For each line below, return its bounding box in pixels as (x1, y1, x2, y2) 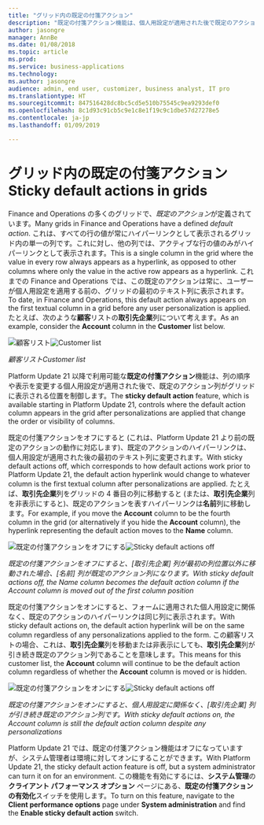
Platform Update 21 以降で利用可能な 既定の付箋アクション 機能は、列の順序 (8, 371, 251, 380)
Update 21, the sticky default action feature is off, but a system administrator (8, 761, 255, 771)
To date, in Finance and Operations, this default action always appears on (8, 294, 247, 304)
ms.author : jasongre (8, 77, 76, 85)
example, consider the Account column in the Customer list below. (8, 321, 225, 331)
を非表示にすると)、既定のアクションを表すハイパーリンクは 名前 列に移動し (8, 498, 251, 508)
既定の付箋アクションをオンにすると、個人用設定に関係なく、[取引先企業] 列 (8, 700, 256, 709)
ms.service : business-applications (8, 63, 125, 71)
